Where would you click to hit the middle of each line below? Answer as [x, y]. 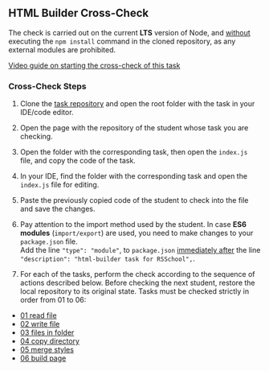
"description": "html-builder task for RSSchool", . [107, 259]
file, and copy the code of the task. [78, 161]
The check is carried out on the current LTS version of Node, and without [129, 32]
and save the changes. [57, 209]
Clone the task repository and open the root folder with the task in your [137, 104]
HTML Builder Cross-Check [79, 13]
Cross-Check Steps [47, 86]
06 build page [43, 358]
